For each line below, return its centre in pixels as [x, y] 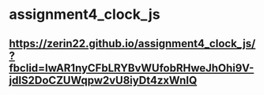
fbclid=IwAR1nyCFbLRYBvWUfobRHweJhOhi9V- [132, 68]
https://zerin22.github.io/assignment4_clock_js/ [132, 44]
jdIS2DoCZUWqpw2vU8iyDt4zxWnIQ [103, 80]
